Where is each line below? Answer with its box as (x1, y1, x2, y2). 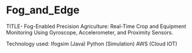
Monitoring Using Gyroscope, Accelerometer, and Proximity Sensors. (6, 29, 174, 36)
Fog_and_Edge (6, 3, 80, 17)
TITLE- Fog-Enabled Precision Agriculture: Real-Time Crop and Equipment (6, 23, 187, 30)
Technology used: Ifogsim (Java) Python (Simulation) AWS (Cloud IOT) (6, 40, 178, 47)
